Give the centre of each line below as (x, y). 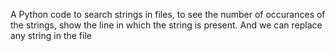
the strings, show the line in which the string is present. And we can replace (166, 25)
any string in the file (51, 35)
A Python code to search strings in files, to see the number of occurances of (168, 14)
